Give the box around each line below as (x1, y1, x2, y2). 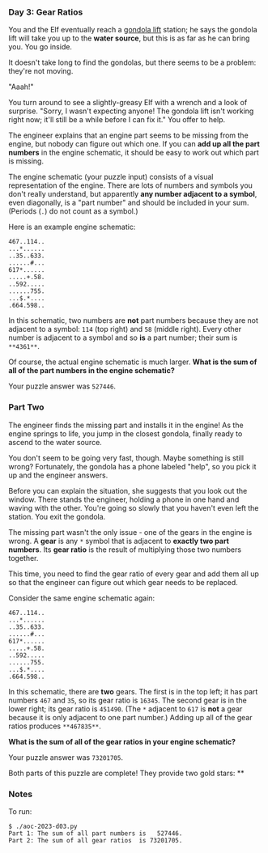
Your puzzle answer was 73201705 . (8, 752, 124, 762)
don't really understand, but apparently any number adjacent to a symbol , (8, 189, 257, 199)
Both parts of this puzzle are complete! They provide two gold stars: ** (8, 768, 245, 778)
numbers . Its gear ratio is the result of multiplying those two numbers (8, 545, 241, 554)
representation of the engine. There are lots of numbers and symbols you (8, 180, 253, 190)
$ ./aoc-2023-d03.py (8, 822, 79, 830)
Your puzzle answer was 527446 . (8, 381, 116, 391)
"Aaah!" (8, 82, 34, 91)
